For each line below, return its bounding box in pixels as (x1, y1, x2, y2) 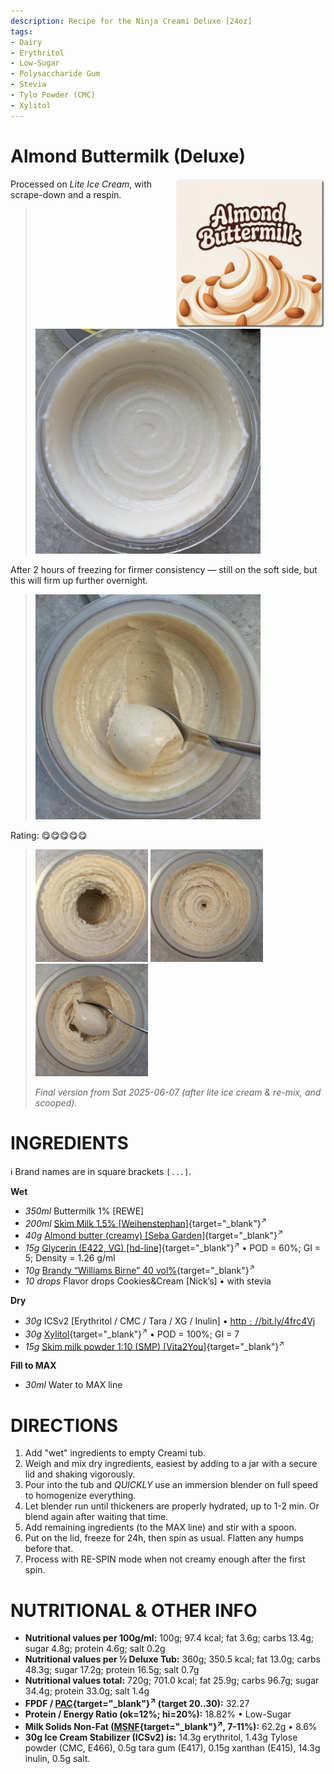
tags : (10, 26, 33, 37)
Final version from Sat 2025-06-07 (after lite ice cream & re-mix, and (34, 1086, 322, 1098)
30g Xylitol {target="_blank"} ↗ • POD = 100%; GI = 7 (24, 1326, 240, 1340)
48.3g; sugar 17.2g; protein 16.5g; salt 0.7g (24, 1664, 200, 1676)
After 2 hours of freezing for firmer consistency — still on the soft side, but (10, 563, 318, 575)
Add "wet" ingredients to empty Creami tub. (24, 1447, 206, 1459)
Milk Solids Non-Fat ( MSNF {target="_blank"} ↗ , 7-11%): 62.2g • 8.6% (24, 1718, 318, 1732)
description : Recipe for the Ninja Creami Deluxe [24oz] (10, 16, 253, 26)
